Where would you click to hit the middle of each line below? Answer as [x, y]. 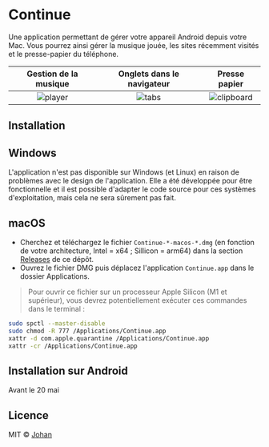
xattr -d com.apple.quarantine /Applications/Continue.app [109, 338]
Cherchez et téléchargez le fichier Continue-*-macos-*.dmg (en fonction [137, 242]
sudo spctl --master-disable [57, 323]
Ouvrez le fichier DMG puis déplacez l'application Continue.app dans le [137, 268]
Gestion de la [52, 74]
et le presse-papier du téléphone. [63, 54]
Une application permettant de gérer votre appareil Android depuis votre [128, 37]
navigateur [149, 83]
